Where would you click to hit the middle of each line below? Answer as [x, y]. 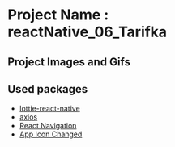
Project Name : [58, 15]
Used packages [48, 89]
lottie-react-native [49, 109]
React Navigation [48, 126]
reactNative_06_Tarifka [87, 32]
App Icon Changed [51, 134]
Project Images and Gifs [69, 62]
